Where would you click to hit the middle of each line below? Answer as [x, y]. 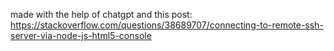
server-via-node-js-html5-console [81, 35]
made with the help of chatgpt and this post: [101, 14]
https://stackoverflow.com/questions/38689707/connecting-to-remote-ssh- [167, 25]
